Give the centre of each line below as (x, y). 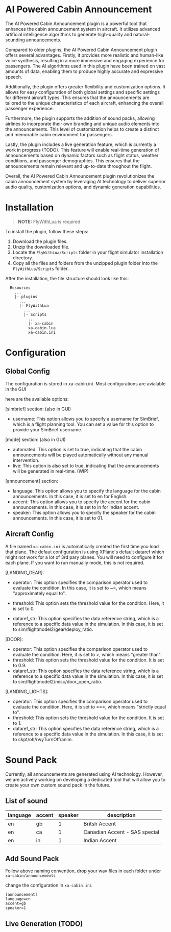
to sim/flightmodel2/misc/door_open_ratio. (57, 681)
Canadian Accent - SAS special (121, 832)
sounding (15, 40)
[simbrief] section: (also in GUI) (38, 409)
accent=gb (16, 904)
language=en (18, 899)
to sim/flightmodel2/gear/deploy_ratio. (53, 629)
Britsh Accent (100, 824)
